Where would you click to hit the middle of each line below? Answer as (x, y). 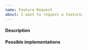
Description (18, 30)
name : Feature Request (29, 10)
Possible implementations (33, 42)
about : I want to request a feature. (44, 14)
